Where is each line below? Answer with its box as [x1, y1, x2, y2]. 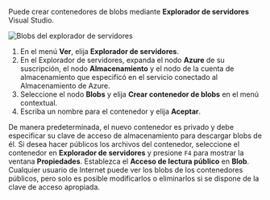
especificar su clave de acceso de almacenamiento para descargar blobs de [8, 131, 262, 140]
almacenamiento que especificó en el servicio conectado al [19, 73, 218, 81]
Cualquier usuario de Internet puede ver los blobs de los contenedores [8, 165, 243, 174]
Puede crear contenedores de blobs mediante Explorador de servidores [8, 7, 250, 16]
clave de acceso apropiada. [8, 182, 101, 192]
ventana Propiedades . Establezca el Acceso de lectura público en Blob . [8, 156, 250, 166]
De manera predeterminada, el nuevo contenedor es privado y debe [8, 123, 235, 131]
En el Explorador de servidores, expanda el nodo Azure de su [19, 56, 226, 65]
